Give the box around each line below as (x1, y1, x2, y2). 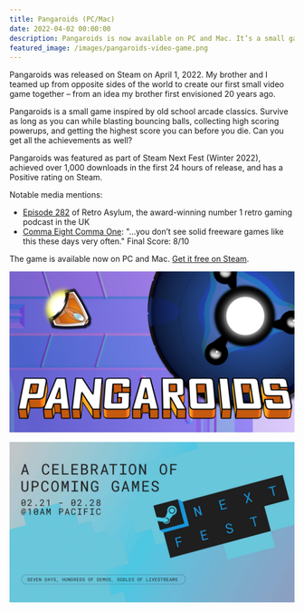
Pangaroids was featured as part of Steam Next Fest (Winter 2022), (9, 152, 261, 163)
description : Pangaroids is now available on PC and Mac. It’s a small (9, 34, 285, 43)
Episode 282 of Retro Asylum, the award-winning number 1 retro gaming (22, 207, 292, 218)
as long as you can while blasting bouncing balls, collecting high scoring (9, 116, 280, 127)
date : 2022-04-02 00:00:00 (9, 24, 111, 34)
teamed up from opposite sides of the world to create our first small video (9, 79, 285, 90)
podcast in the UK (22, 217, 90, 228)
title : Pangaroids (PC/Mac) (9, 15, 116, 24)
